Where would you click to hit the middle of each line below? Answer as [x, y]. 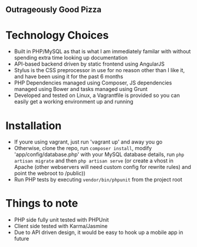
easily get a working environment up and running [74, 102]
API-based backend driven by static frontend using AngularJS [89, 64]
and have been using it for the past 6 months [68, 77]
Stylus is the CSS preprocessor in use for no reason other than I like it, [99, 70]
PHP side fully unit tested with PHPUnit [61, 220]
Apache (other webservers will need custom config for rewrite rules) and [102, 167]
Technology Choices [57, 35]
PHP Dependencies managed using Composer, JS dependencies [93, 83]
